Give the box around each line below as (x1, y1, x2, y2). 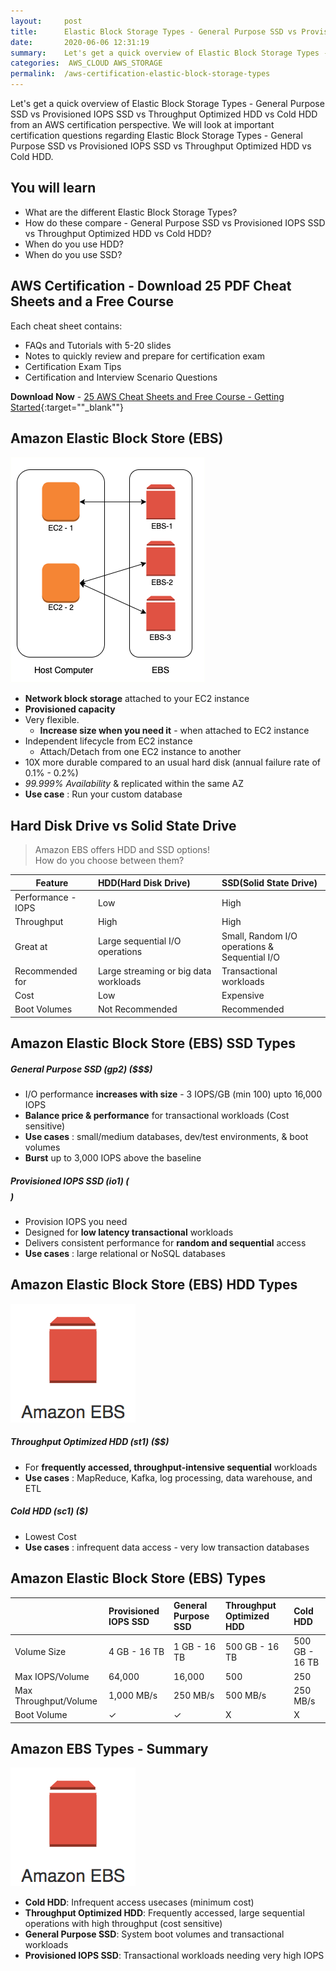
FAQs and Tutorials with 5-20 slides (24, 339, 172, 351)
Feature (35, 876, 69, 889)
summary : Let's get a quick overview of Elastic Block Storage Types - (10, 48, 329, 58)
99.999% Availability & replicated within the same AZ (24, 778, 245, 790)
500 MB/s (224, 1690, 267, 1702)
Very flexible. (24, 714, 80, 726)
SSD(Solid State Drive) (221, 876, 318, 889)
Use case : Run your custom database (24, 788, 183, 800)
